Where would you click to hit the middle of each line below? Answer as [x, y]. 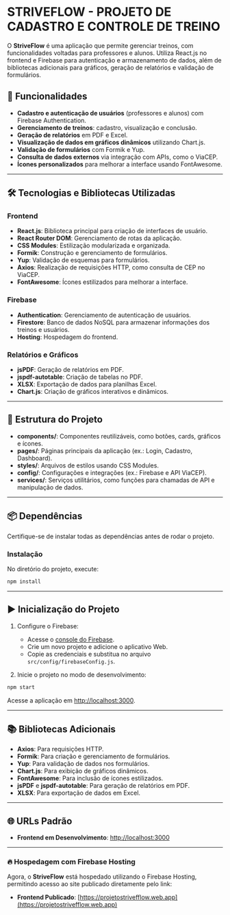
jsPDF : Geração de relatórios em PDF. [71, 370]
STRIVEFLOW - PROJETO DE [89, 12]
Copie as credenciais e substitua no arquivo [89, 654]
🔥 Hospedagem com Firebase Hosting [71, 862]
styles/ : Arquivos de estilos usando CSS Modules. [88, 465]
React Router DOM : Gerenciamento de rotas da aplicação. [99, 239]
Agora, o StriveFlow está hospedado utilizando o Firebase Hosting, [102, 877]
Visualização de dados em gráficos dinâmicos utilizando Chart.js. [111, 142]
